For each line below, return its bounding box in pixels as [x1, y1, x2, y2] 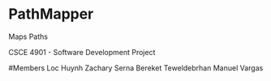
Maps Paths [8, 32, 49, 41]
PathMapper [8, 5, 94, 23]
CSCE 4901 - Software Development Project [8, 47, 156, 57]
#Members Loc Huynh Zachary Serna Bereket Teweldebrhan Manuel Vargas [8, 62, 264, 73]
